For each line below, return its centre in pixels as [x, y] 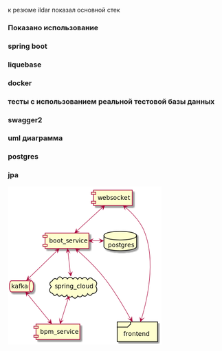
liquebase [25, 65]
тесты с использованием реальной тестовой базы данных [111, 101]
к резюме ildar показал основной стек [64, 10]
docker [20, 83]
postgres [23, 157]
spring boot [27, 46]
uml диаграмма [35, 138]
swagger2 [25, 120]
